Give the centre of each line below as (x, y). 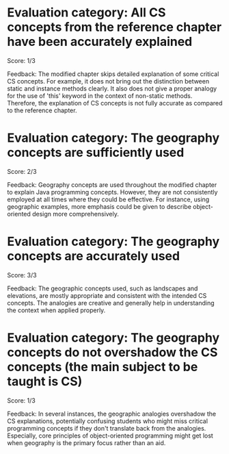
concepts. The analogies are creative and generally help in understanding (111, 303)
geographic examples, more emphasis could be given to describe (99, 206)
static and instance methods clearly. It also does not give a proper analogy (112, 88)
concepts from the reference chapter (114, 27)
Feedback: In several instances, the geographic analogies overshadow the (112, 414)
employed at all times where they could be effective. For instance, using (108, 199)
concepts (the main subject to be (103, 367)
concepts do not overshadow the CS (112, 352)
